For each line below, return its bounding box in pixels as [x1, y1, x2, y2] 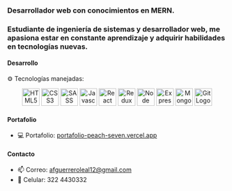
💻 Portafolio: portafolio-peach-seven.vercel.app [17, 131, 157, 139]
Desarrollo [7, 59, 38, 68]
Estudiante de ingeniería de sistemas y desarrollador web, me [7, 24, 221, 33]
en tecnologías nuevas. [7, 41, 88, 51]
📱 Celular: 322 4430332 [17, 176, 87, 184]
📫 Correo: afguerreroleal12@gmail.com [17, 166, 132, 174]
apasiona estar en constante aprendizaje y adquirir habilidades [7, 33, 225, 43]
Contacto [7, 149, 35, 158]
